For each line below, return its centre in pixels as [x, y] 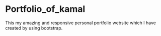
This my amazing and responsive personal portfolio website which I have [80, 23]
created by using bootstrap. [34, 28]
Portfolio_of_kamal [45, 9]
